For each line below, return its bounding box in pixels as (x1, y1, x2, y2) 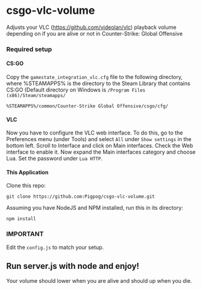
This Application (6, 168, 49, 175)
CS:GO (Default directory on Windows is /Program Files (6, 86, 146, 93)
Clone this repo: (6, 182, 46, 189)
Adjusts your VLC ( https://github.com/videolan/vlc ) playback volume (6, 24, 177, 31)
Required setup (6, 45, 52, 53)
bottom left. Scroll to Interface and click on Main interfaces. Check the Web (6, 142, 194, 150)
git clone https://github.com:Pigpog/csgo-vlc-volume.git (6, 194, 155, 200)
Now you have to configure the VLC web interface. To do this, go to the (6, 129, 183, 136)
